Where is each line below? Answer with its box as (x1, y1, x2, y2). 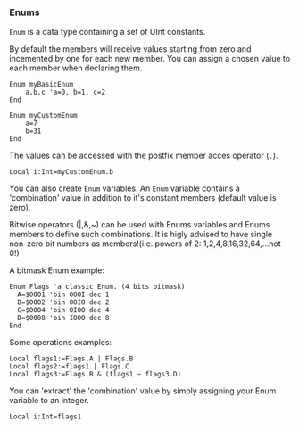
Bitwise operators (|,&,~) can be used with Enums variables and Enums (9, 219, 270, 230)
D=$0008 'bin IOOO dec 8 (17, 314, 110, 323)
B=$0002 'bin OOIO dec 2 (17, 298, 110, 307)
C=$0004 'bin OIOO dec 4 (17, 306, 110, 315)
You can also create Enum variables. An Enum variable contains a (9, 183, 241, 194)
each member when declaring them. (9, 62, 143, 73)
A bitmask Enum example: (9, 265, 105, 276)
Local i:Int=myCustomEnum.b (9, 168, 114, 177)
